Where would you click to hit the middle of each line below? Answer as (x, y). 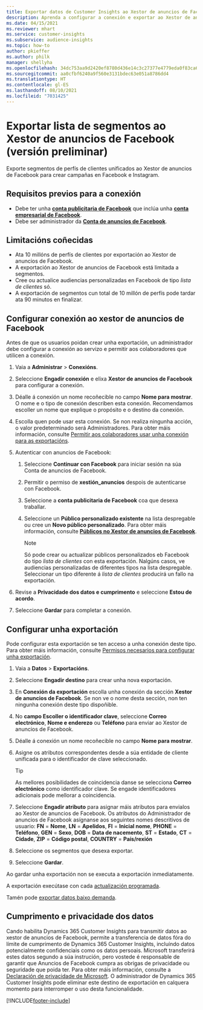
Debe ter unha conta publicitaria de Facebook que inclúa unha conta (102, 208)
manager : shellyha (29, 62)
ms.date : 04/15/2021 (32, 23)
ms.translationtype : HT (36, 79)
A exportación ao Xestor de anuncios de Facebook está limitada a (97, 268)
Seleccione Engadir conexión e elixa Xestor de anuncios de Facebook (104, 379)
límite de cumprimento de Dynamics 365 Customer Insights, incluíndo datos (101, 944)
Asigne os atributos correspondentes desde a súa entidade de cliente (101, 752)
